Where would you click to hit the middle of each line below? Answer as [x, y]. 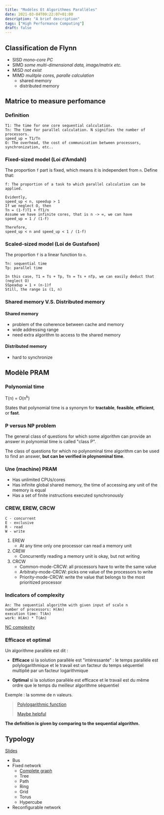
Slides [11, 751]
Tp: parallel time [24, 268]
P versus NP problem [31, 425]
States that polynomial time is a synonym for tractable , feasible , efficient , [80, 407]
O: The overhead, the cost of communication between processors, [73, 143]
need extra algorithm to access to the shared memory [66, 335]
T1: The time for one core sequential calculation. [59, 125]
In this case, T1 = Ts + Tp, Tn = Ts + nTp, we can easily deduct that [80, 277]
